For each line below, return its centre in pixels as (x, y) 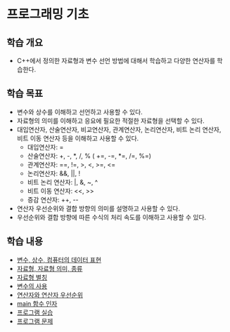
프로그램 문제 (35, 321)
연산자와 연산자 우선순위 (50, 295)
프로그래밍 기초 (48, 14)
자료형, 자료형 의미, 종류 (50, 268)
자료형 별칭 (32, 277)
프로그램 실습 (35, 312)
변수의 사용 (32, 286)
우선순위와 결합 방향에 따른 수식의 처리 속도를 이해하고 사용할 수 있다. (111, 217)
